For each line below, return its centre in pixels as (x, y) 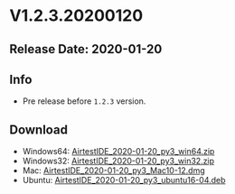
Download (38, 129)
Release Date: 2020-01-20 (86, 49)
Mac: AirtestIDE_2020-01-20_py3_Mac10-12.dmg (113, 171)
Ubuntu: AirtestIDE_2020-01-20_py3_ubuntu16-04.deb (124, 180)
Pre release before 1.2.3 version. (84, 101)
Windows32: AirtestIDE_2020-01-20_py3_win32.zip (118, 161)
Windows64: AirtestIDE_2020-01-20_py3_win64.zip (118, 152)
